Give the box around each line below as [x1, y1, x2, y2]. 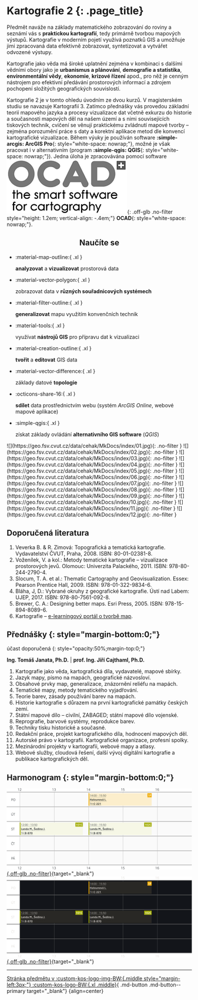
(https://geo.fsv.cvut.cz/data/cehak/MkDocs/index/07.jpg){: [6, 480, 151, 487]
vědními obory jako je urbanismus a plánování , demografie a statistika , [6, 66, 182, 73]
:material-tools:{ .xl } [15, 322, 65, 329]
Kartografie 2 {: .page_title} [6, 4, 144, 18]
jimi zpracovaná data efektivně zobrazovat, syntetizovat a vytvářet [6, 42, 167, 49]
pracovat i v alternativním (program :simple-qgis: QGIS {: [6, 146, 145, 154]
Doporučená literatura [6, 528, 89, 538]
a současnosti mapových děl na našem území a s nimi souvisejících [6, 115, 170, 122]
